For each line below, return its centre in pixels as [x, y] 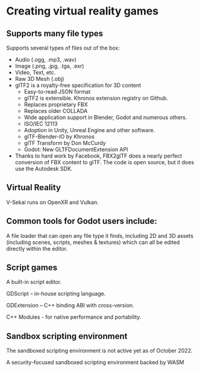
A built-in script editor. [34, 282]
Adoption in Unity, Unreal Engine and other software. [89, 130]
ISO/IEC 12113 [41, 124]
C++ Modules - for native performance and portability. [74, 317]
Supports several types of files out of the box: [63, 48]
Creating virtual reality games [83, 11]
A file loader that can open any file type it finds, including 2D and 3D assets [100, 236]
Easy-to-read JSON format [57, 91]
